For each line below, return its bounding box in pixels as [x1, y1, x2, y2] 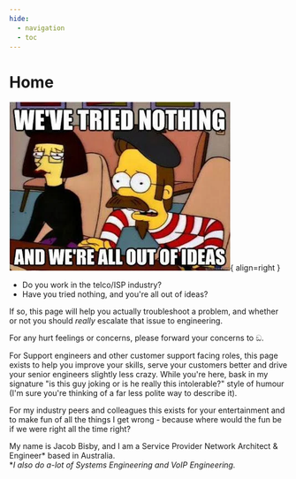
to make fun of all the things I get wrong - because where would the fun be [9, 414, 283, 425]
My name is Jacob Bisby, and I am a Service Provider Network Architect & [9, 441, 278, 452]
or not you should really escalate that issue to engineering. [9, 316, 224, 326]
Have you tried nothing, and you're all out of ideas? [21, 289, 209, 300]
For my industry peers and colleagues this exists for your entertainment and [9, 405, 285, 415]
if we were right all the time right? [9, 424, 131, 435]
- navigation [17, 23, 65, 33]
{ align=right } [230, 262, 281, 273]
